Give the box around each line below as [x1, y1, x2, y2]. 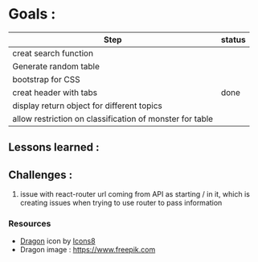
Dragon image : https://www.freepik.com [19, 245, 156, 255]
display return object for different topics [12, 100, 163, 111]
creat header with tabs [12, 86, 98, 98]
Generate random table [12, 60, 100, 72]
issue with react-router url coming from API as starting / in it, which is [19, 189, 251, 199]
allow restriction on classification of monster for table [12, 113, 214, 124]
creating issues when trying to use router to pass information [19, 198, 223, 208]
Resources [8, 218, 51, 230]
